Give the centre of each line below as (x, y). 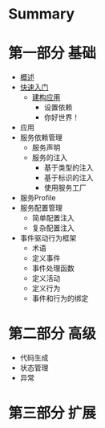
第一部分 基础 (52, 53)
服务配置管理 (41, 208)
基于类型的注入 (69, 168)
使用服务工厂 (65, 188)
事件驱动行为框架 (48, 238)
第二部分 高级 (52, 334)
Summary (41, 14)
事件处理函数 (53, 268)
